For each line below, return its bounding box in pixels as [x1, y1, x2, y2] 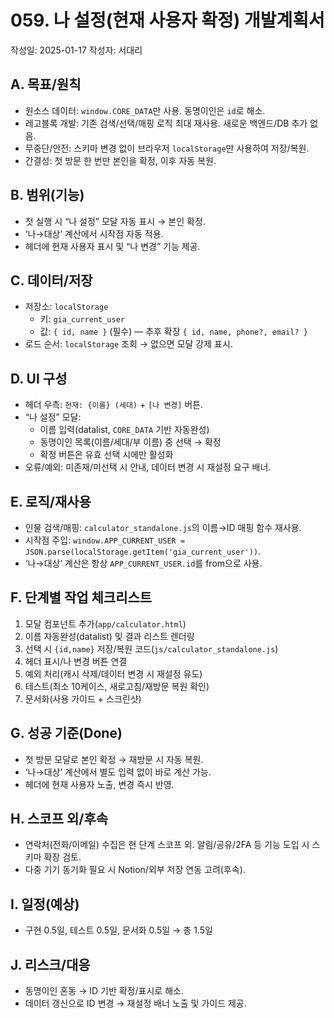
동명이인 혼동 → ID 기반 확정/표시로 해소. [24, 985, 184, 997]
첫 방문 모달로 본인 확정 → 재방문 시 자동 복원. [24, 753, 204, 765]
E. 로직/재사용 [10, 493, 92, 510]
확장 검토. [43, 851, 82, 863]
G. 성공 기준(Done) [10, 725, 123, 742]
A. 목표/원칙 [10, 76, 82, 93]
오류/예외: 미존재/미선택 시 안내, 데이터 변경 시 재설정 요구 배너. [24, 461, 272, 473]
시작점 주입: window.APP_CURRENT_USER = [24, 534, 186, 546]
